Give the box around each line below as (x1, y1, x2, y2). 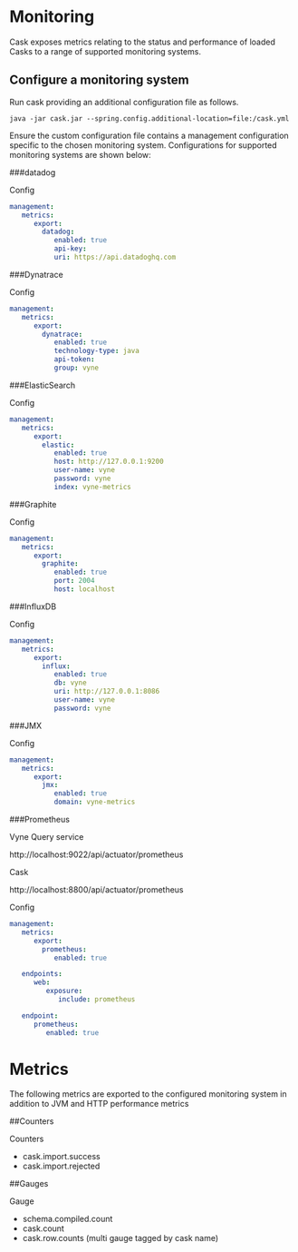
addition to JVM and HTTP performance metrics (9, 1099, 189, 1109)
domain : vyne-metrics (53, 797, 136, 807)
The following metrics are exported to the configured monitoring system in (9, 1089, 287, 1099)
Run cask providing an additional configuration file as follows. (9, 96, 239, 107)
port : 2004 (53, 577, 95, 586)
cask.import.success (22, 1151, 101, 1162)
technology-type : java (53, 347, 140, 356)
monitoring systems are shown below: (9, 149, 151, 160)
